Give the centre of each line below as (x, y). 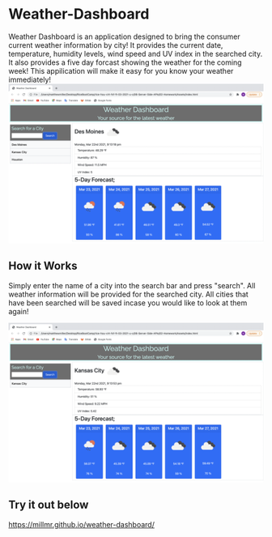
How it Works (43, 266)
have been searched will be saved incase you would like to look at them (128, 303)
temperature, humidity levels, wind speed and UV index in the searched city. (136, 53)
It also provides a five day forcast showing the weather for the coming (125, 62)
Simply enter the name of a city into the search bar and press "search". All (132, 285)
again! (19, 311)
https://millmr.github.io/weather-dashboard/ (82, 524)
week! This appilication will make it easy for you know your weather (121, 70)
